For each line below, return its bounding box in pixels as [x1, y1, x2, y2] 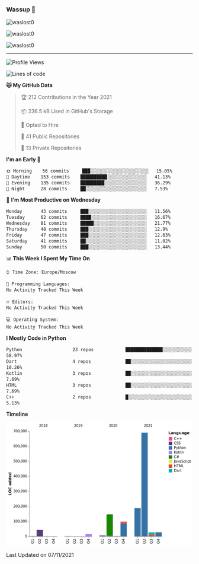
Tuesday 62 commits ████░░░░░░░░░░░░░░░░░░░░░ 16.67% [6, 215, 171, 221]
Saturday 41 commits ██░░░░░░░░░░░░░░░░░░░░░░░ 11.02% [6, 238, 171, 244]
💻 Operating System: [6, 317, 59, 323]
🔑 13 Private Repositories [20, 145, 82, 152]
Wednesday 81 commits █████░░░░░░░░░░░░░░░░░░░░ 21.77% [6, 221, 171, 227]
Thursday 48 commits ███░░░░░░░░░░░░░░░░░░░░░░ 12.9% [6, 227, 168, 232]
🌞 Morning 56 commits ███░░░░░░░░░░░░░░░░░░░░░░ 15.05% [6, 168, 173, 174]
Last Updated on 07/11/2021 [6, 551, 74, 558]
